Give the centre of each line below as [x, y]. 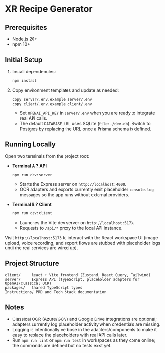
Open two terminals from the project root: [47, 156]
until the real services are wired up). [42, 248]
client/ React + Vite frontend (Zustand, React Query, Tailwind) [78, 275]
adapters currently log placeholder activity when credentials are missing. [86, 324]
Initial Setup [24, 60]
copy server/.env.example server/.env [52, 99]
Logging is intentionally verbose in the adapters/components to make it [84, 329]
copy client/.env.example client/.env [52, 104]
